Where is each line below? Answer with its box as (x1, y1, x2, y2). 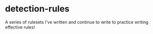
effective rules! (5, 24, 35, 30)
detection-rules (5, 3, 69, 14)
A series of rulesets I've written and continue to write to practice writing (5, 19, 149, 25)
